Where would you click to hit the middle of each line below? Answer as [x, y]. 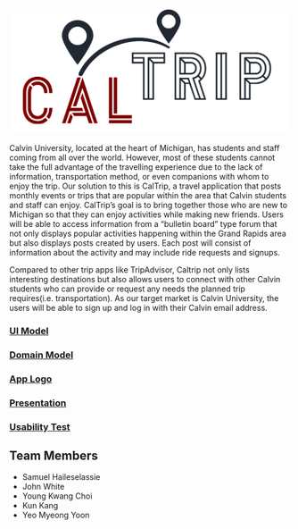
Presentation [38, 403]
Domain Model [41, 355]
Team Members [54, 455]
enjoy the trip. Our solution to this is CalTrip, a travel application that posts [145, 186]
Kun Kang [40, 506]
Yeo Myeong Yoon [56, 515]
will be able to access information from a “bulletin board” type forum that [143, 223]
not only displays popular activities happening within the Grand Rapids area [148, 233]
